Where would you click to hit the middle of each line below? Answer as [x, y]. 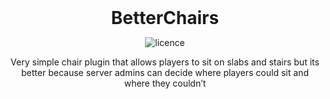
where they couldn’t [165, 83]
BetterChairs [165, 18]
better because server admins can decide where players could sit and [165, 72]
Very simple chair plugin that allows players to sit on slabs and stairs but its [165, 62]
